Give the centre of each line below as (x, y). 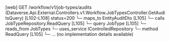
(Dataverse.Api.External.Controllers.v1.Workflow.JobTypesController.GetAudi (85, 13)
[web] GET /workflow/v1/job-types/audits (49, 7)
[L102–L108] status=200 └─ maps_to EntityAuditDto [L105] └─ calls (95, 18)
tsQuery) (14, 18)
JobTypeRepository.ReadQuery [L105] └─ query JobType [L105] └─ (76, 23)
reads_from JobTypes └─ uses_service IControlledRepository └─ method (82, 29)
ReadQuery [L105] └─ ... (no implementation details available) (69, 34)
